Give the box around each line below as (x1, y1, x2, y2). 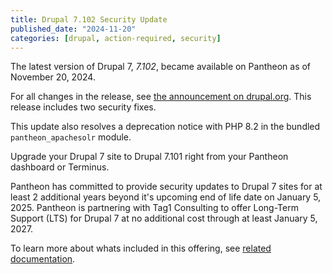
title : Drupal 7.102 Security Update (10, 14, 168, 25)
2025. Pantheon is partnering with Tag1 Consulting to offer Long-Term (10, 202, 299, 214)
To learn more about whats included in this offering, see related (10, 242, 272, 255)
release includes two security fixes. (10, 101, 157, 113)
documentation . (10, 253, 76, 265)
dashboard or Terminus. (10, 161, 110, 173)
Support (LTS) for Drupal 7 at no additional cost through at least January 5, (10, 212, 318, 225)
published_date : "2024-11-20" (10, 24, 137, 34)
